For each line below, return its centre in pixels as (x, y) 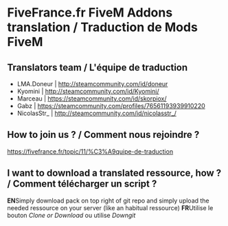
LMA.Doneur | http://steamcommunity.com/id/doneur (92, 84)
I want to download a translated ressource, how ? (114, 173)
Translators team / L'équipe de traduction (98, 67)
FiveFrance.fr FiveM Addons (90, 13)
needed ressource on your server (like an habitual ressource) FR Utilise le (110, 207)
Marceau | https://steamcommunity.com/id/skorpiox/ (92, 99)
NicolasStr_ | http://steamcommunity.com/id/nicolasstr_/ (96, 113)
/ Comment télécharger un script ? (82, 184)
